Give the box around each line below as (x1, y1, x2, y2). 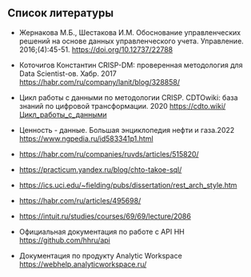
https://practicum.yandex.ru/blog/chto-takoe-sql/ (18, 164, 182, 175)
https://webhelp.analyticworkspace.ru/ (18, 259, 147, 269)
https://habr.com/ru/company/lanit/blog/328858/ (18, 77, 181, 86)
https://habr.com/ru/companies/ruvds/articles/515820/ (18, 149, 199, 159)
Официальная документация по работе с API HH (18, 227, 185, 236)
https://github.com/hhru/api (18, 235, 111, 245)
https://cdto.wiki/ (169, 101, 226, 110)
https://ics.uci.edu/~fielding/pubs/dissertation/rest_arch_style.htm (18, 180, 237, 190)
